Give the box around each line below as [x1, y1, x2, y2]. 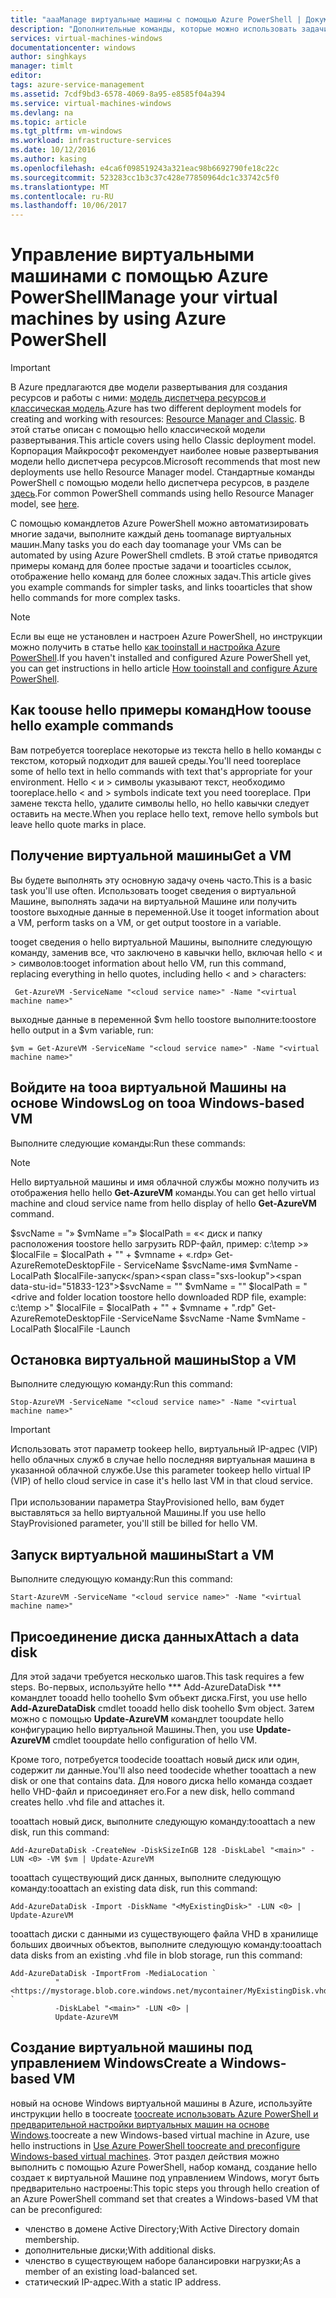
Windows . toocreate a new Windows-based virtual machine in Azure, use [10, 2129, 310, 2141]
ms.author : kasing [10, 154, 87, 164]
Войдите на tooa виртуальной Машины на [10, 1079, 287, 1096]
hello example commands [10, 717, 174, 735]
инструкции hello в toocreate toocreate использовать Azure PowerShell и [10, 2107, 319, 2120]
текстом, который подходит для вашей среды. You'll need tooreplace [10, 754, 302, 766]
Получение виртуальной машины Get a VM [10, 847, 292, 865]
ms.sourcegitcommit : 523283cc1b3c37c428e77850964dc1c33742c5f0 [10, 172, 280, 183]
